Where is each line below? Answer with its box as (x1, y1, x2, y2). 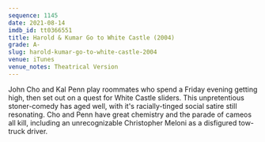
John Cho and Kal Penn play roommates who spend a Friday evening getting (8, 84, 258, 94)
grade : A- (8, 41, 41, 49)
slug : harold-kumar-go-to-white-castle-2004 (8, 48, 157, 56)
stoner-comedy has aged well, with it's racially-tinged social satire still (8, 101, 237, 110)
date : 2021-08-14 (8, 19, 66, 27)
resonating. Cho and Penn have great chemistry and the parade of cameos (8, 110, 252, 119)
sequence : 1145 (8, 11, 59, 20)
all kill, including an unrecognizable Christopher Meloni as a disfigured (8, 118, 237, 127)
